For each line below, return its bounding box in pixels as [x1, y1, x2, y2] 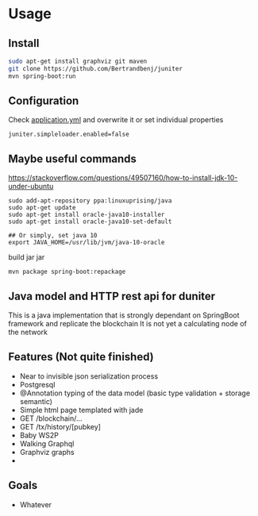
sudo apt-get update [8, 204, 77, 212]
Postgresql [19, 379, 56, 389]
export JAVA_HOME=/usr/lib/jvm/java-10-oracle [8, 239, 165, 247]
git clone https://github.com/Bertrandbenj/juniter [8, 64, 183, 72]
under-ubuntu [8, 182, 54, 191]
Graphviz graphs [19, 447, 75, 456]
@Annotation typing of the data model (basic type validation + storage [19, 388, 251, 398]
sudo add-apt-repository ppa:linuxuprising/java [8, 197, 172, 205]
